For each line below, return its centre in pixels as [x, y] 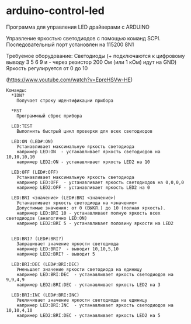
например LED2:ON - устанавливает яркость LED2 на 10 [83, 162]
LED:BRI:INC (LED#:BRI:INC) [46, 295]
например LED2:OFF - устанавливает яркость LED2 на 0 [83, 187]
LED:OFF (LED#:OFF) [35, 172]
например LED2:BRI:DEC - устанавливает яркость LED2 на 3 [88, 285]
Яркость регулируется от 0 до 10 [47, 68]
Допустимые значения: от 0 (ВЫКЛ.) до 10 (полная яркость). [91, 208]
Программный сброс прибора [49, 116]
